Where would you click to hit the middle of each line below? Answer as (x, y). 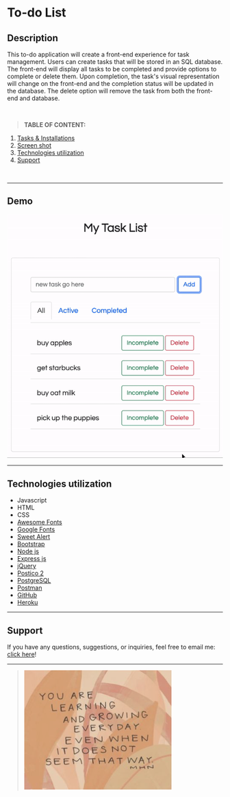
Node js (28, 551)
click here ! (22, 654)
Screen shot (34, 145)
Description (33, 38)
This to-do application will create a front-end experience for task (98, 54)
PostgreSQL (34, 581)
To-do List (37, 13)
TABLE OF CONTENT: (55, 125)
